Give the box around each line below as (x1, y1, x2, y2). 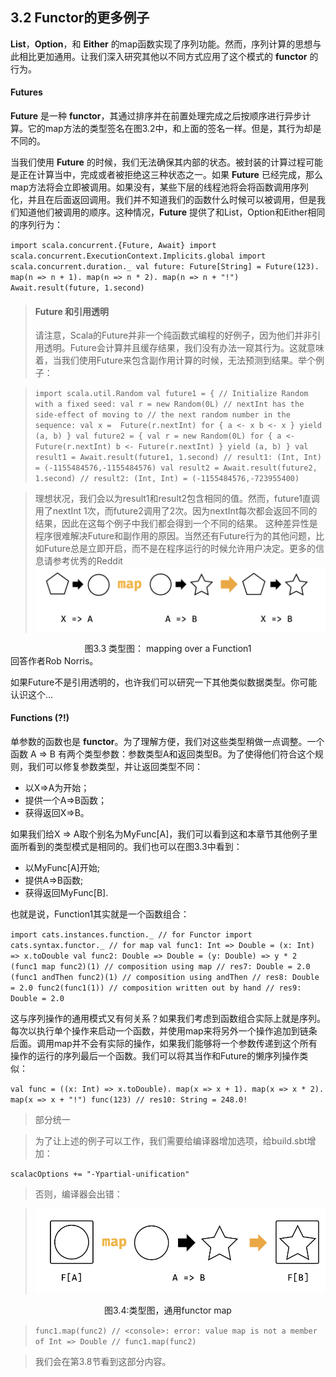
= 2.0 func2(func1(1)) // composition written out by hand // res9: (10, 983, 302, 993)
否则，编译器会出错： (34, 1188, 123, 1200)
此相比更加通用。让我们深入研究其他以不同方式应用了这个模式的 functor (10, 50, 308, 62)
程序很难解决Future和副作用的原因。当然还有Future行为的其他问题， (34, 530, 317, 542)
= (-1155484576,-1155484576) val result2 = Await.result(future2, (34, 463, 318, 473)
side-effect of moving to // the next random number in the (34, 410, 291, 420)
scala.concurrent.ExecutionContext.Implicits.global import (10, 251, 267, 262)
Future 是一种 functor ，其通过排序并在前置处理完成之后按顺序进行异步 (10, 110, 303, 122)
